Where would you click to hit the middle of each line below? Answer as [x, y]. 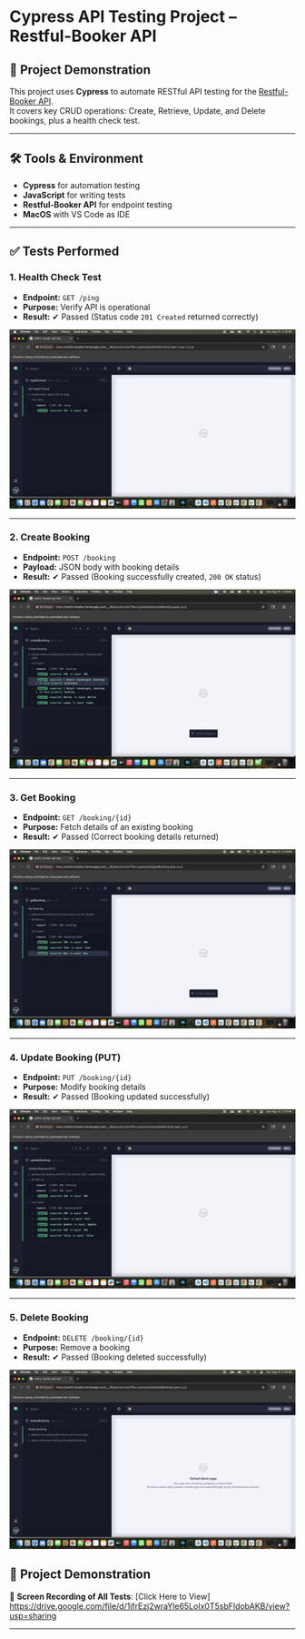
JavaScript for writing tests [74, 195]
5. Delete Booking [49, 1318]
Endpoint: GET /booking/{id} [77, 817]
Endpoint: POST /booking [69, 557]
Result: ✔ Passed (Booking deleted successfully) [114, 1357]
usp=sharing [33, 1615]
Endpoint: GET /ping [61, 297]
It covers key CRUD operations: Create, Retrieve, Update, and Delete [138, 111]
